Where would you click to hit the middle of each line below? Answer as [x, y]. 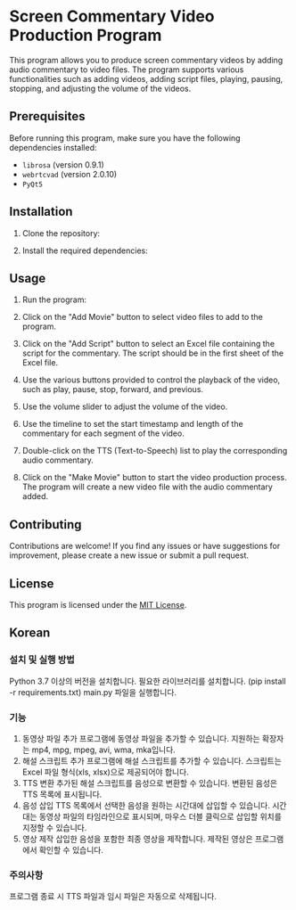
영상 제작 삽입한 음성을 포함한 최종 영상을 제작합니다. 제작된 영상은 [137, 839]
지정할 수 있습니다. [54, 827]
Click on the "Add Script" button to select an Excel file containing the [148, 344]
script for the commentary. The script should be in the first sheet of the [152, 353]
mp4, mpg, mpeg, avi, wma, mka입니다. [103, 750]
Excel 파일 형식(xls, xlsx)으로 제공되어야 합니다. [105, 772]
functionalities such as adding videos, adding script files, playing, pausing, [146, 78]
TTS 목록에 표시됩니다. [62, 794]
